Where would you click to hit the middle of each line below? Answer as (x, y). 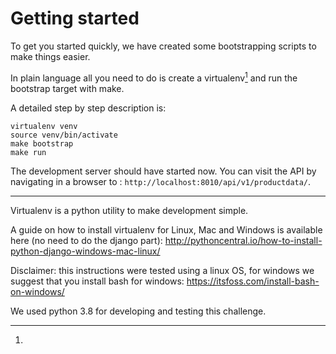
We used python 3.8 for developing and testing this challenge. (138, 311)
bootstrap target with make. (67, 88)
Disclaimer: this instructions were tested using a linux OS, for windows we (162, 270)
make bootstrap (42, 143)
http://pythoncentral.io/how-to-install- (243, 240)
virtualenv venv (44, 126)
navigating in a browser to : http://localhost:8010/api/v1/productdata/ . (161, 181)
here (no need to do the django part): (86, 240)
